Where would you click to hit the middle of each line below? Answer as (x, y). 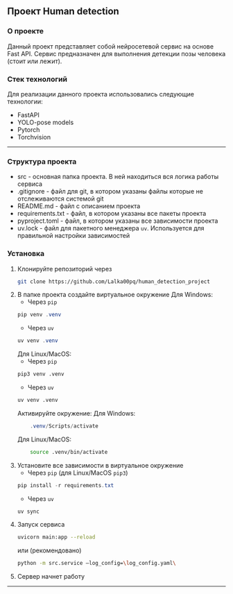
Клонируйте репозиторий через (64, 269)
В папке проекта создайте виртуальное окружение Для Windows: (115, 295)
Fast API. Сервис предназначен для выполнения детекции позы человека (116, 53)
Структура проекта (42, 161)
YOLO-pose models (45, 122)
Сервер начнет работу (51, 577)
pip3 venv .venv (41, 374)
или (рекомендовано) (49, 550)
